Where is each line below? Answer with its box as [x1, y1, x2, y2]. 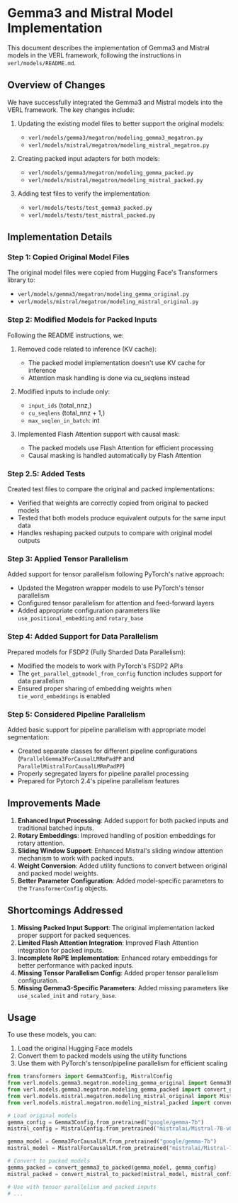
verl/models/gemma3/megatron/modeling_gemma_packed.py [28, 169, 193, 177]
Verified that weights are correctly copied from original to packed [17, 498, 209, 508]
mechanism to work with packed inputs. [17, 854, 135, 862]
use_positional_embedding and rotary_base [17, 614, 144, 622]
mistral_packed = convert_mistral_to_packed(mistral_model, [7, 1170, 189, 1177]
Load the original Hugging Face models [17, 1044, 133, 1053]
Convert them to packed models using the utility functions [17, 1051, 188, 1061]
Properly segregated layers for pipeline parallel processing [17, 769, 189, 778]
